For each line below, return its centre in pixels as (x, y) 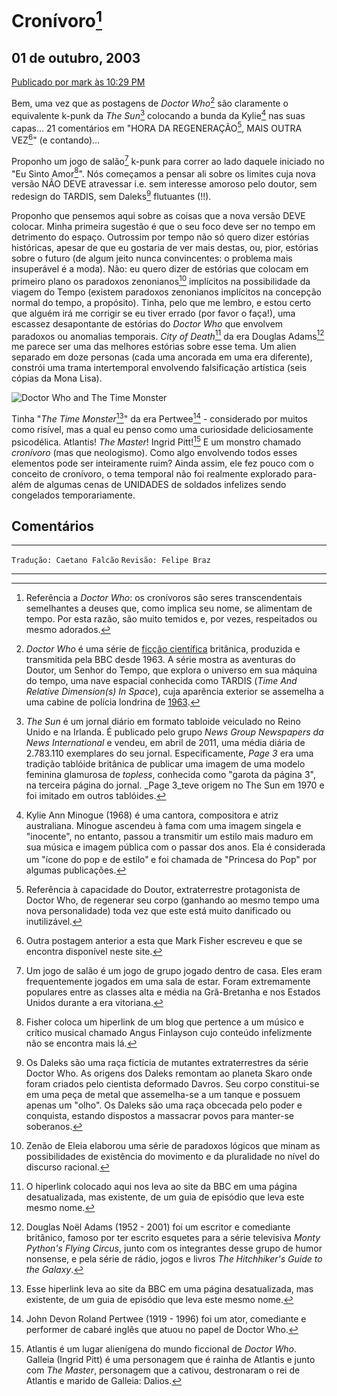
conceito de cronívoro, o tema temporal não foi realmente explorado (152, 473)
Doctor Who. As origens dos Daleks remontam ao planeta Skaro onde (169, 1073)
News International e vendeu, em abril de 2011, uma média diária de (165, 743)
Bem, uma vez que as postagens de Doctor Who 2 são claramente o (150, 102)
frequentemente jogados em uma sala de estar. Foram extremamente (168, 982)
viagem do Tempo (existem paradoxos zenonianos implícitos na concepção (166, 292)
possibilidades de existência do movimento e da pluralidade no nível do (173, 1157)
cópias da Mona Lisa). (57, 378)
